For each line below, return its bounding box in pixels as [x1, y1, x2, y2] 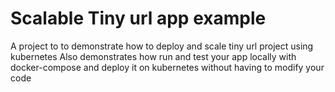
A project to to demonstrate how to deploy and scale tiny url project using [10, 40, 314, 52]
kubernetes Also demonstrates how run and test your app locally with [10, 50, 297, 62]
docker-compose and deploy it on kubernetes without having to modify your [10, 61, 325, 73]
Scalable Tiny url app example [10, 7, 267, 30]
